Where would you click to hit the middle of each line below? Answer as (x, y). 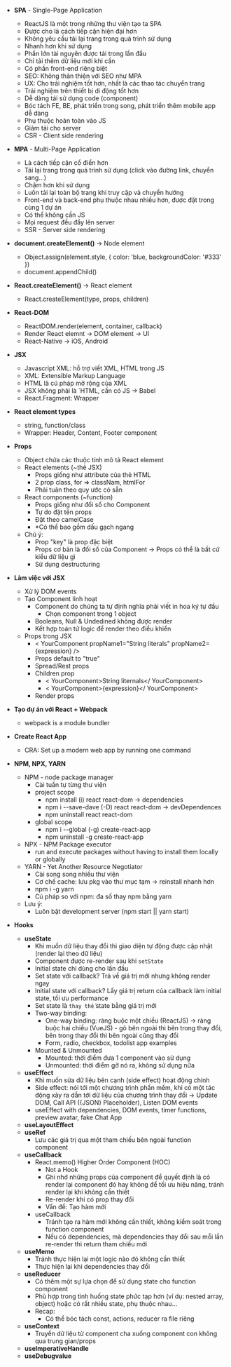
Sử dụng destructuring (67, 564)
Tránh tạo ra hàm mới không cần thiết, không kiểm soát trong (133, 1222)
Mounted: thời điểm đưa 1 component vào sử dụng (118, 1058)
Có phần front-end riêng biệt (66, 68)
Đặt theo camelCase (64, 519)
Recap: (45, 1311)
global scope (54, 822)
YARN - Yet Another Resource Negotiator (84, 867)
